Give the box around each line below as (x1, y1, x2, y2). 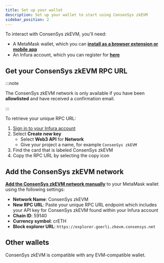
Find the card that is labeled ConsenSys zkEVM (12, 147, 113, 154)
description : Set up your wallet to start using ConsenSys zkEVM (5, 12, 148, 17)
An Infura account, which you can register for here (12, 52, 120, 58)
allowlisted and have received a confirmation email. (5, 96, 115, 102)
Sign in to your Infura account (12, 125, 76, 131)
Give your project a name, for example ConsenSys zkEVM (20, 142, 137, 148)
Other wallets (5, 238, 50, 247)
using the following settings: (5, 186, 65, 192)
